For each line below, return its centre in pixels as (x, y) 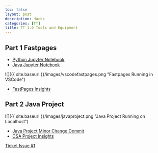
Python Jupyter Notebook (38, 59)
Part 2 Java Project (35, 104)
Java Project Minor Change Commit (48, 131)
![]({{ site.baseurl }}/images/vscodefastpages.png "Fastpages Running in (79, 74)
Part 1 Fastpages (31, 48)
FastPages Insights (31, 89)
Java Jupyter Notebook (36, 65)
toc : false (16, 10)
